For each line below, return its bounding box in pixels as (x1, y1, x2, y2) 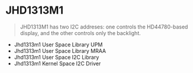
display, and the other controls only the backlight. (20, 29, 141, 36)
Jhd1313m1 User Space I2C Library (14, 53, 99, 61)
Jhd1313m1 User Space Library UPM (14, 41, 103, 48)
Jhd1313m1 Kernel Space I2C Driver (14, 60, 101, 67)
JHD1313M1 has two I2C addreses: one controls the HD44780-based (20, 23, 188, 30)
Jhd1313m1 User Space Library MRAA (14, 47, 106, 54)
